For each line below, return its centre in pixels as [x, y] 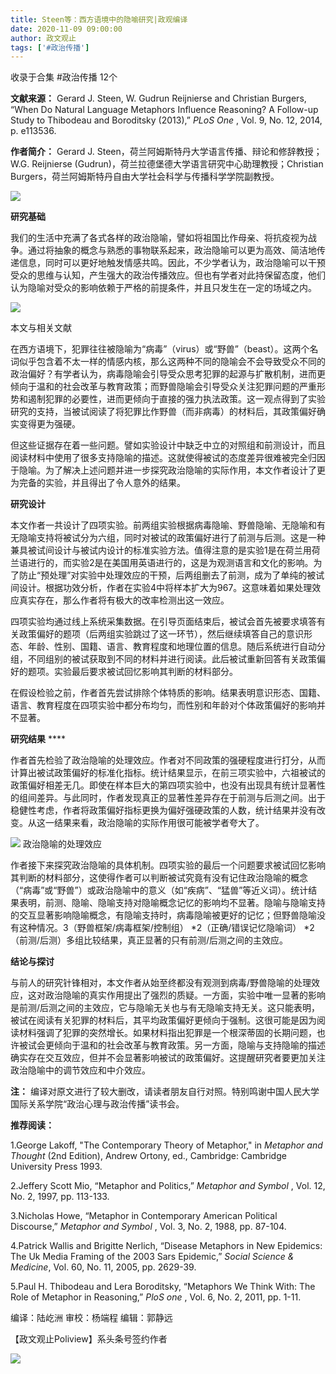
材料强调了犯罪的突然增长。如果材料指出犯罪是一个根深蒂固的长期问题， [167, 1033]
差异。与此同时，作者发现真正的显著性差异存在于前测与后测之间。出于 [181, 798]
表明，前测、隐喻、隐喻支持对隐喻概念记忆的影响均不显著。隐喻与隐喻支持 [172, 903]
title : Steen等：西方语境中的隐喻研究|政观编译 [99, 19]
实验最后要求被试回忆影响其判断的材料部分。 [145, 672]
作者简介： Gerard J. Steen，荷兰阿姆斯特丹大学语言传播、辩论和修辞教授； [166, 152]
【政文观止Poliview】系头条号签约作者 [89, 1339]
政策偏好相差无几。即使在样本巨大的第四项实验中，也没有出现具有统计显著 [163, 785]
